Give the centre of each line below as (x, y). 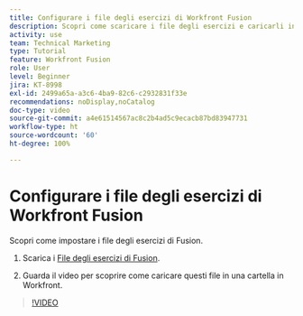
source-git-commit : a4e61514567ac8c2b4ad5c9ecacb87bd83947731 (129, 118)
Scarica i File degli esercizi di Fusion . (91, 257)
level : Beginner (40, 77)
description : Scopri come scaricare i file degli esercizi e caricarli (147, 26)
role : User (30, 69)
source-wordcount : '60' (54, 135)
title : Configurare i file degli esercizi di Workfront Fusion (131, 18)
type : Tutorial (38, 51)
